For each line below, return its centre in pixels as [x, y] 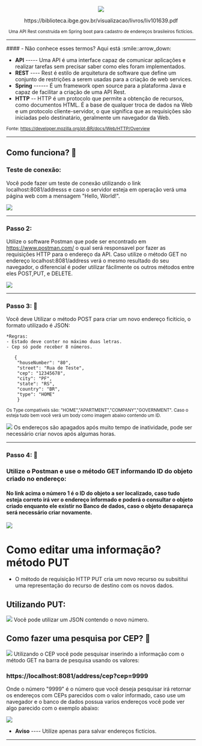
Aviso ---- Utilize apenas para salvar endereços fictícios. [86, 731]
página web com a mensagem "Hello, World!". [63, 196]
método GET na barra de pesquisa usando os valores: [73, 660]
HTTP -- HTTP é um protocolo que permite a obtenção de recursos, [99, 98]
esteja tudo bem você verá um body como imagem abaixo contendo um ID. [84, 415]
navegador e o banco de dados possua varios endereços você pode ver [96, 702]
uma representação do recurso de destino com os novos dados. [94, 586]
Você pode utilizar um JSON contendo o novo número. [81, 620]
